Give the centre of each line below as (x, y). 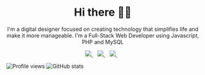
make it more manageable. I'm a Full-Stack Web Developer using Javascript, (103, 35)
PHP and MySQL (103, 42)
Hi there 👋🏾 (103, 12)
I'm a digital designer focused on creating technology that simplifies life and (103, 29)
